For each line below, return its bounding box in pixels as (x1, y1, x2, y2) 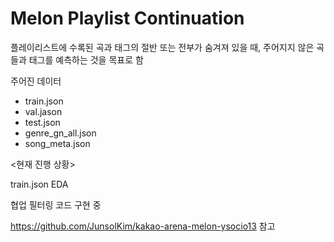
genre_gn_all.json (24, 127, 97, 139)
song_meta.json (24, 137, 91, 149)
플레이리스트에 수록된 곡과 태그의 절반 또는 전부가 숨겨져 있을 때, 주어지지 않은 (10, 41, 315, 53)
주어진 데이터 (10, 75, 62, 87)
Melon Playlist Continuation (10, 7, 245, 30)
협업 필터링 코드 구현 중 (10, 198, 102, 211)
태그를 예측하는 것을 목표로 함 (28, 53, 144, 66)
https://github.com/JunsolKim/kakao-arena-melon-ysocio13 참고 (10, 220, 276, 232)
